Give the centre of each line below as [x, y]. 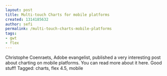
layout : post [19, 10]
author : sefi [19, 24]
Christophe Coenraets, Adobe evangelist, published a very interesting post [83, 57]
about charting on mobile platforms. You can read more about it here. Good [83, 63]
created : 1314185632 [27, 19]
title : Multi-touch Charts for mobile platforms [57, 15]
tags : [11, 33]
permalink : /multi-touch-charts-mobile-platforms [59, 29]
